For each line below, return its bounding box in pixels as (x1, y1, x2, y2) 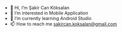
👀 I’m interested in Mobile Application (10, 10, 88, 16)
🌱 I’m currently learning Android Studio (10, 15, 91, 21)
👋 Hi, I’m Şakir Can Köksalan (10, 5, 70, 10)
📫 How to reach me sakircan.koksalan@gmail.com (10, 21, 117, 27)
